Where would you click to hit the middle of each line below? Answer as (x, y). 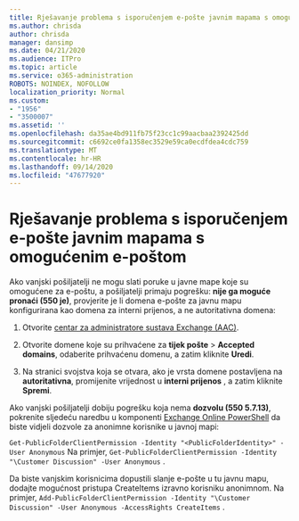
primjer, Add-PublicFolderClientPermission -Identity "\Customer (130, 498)
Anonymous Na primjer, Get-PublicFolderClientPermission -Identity (153, 452)
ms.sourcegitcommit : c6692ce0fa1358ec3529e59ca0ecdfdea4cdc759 (129, 142)
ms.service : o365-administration (71, 76)
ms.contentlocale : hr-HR (55, 158)
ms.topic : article (43, 68)
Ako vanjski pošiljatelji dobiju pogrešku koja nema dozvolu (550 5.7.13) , (140, 408)
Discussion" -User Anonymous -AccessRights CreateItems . (117, 507)
